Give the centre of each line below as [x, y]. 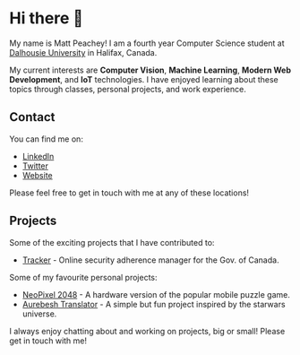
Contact [32, 117]
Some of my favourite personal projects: [84, 277]
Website [38, 175]
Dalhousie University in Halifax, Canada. [83, 52]
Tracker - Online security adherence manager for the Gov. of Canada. [150, 260]
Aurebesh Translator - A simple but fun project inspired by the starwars [154, 304]
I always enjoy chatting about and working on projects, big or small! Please [147, 331]
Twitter [35, 166]
